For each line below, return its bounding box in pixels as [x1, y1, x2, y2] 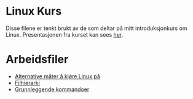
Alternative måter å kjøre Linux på [14, 72, 101, 80]
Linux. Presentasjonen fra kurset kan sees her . [6, 31, 124, 38]
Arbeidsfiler [6, 53, 69, 67]
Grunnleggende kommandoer [14, 86, 90, 93]
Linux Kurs [6, 4, 62, 18]
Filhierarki [14, 79, 41, 86]
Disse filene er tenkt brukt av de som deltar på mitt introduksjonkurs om [6, 24, 187, 32]
